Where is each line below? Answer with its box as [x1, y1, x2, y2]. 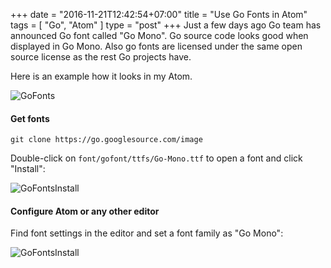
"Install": [10, 163, 46, 175]
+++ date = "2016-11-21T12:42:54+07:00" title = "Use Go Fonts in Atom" [10, 9, 308, 20]
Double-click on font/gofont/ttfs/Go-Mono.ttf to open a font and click [10, 152, 303, 164]
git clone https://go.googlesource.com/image [10, 135, 203, 145]
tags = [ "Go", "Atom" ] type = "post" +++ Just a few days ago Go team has [10, 19, 322, 31]
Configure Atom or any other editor [10, 205, 160, 217]
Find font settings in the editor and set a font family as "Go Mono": [10, 227, 284, 239]
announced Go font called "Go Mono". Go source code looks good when [10, 30, 309, 41]
